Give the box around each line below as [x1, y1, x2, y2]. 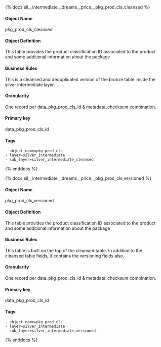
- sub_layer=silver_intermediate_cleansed [5, 157, 94, 162]
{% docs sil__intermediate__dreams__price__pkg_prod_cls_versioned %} [5, 175, 152, 181]
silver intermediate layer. [5, 82, 55, 87]
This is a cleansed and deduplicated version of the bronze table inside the [5, 76, 156, 82]
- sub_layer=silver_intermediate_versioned [5, 328, 96, 333]
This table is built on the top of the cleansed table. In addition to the [5, 247, 143, 254]
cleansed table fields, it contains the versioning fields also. [5, 253, 124, 259]
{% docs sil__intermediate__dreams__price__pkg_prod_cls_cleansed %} [5, 4, 151, 10]
